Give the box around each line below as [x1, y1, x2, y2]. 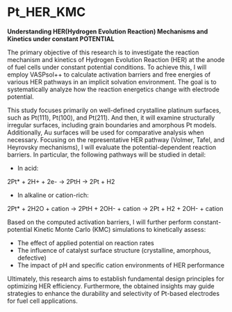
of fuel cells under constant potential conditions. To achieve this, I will [7, 63, 207, 71]
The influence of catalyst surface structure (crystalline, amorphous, [17, 246, 211, 254]
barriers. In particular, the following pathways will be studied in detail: [7, 150, 206, 159]
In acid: [17, 164, 39, 172]
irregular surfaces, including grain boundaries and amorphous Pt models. [7, 120, 217, 129]
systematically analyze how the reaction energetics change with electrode [7, 85, 220, 93]
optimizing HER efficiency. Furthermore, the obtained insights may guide [7, 281, 215, 290]
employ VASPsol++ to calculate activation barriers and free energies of [7, 70, 210, 79]
